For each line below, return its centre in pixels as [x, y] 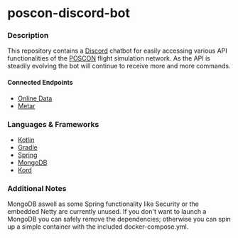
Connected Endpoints [40, 83]
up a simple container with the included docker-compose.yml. [98, 227]
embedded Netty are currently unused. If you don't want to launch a [107, 212]
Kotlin [26, 140]
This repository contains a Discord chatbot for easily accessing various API [117, 51]
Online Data [35, 98]
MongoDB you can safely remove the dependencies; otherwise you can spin [119, 219]
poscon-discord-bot [69, 13]
